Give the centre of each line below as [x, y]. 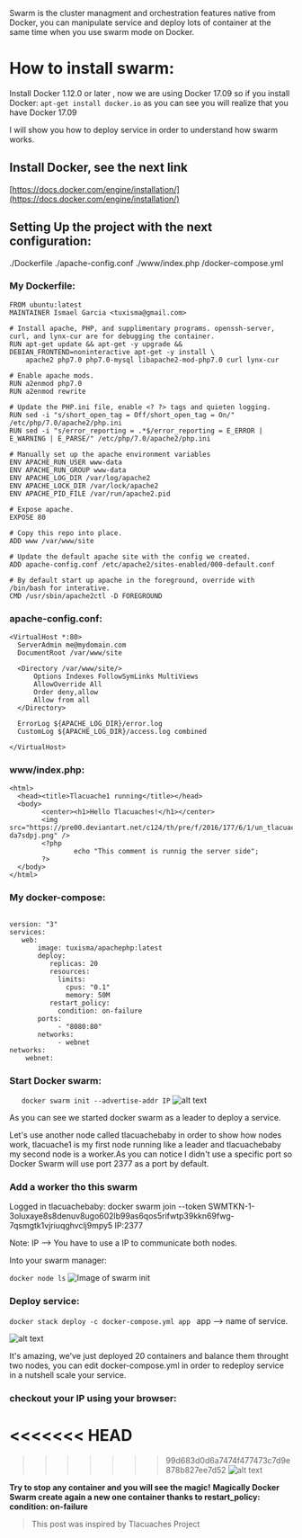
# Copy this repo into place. [66, 533]
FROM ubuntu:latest [46, 305]
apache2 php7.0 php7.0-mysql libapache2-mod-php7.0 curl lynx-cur [152, 360]
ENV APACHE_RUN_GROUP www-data [68, 470]
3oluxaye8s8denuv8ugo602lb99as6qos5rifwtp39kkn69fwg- [122, 1216]
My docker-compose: [58, 898]
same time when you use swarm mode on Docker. [102, 32]
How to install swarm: [92, 69]
